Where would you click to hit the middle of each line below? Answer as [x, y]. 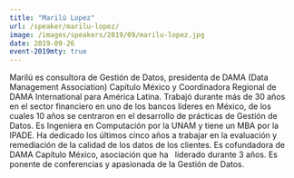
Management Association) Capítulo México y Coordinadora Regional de [143, 87]
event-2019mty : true [49, 52]
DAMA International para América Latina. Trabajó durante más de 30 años [147, 97]
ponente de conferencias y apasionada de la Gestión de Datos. [127, 164]
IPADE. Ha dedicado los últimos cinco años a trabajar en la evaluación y [143, 135]
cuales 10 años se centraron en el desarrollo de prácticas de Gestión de [144, 116]
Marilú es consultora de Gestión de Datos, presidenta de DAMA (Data [139, 77]
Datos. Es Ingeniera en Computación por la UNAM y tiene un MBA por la [144, 126]
